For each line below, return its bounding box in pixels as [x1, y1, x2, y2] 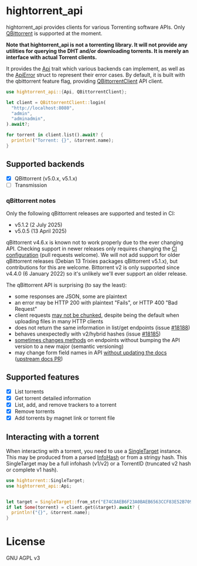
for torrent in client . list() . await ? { [6, 132, 104, 138]
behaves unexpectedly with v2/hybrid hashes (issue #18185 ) [14, 330, 161, 337]
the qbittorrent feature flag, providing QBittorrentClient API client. [6, 78, 164, 85]
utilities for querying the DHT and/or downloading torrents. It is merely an [6, 47, 189, 54]
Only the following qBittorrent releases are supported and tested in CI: [6, 210, 175, 217]
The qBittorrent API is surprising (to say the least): [6, 282, 127, 289]
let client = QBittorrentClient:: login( [6, 99, 107, 105]
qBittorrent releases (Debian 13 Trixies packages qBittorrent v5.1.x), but [6, 257, 178, 265]
